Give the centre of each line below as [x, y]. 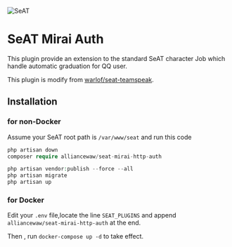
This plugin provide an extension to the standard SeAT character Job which [116, 58]
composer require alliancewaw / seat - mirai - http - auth [84, 156]
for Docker [26, 200]
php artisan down [33, 150]
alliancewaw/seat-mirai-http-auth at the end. [74, 223]
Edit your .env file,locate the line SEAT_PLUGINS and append [92, 215]
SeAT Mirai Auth [56, 39]
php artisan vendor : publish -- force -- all [70, 169]
